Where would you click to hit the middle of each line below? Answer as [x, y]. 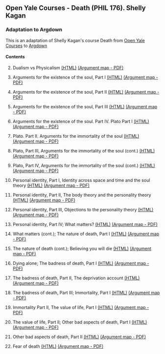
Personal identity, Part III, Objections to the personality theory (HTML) [83, 209]
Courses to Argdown [26, 46]
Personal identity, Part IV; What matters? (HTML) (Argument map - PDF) [85, 224]
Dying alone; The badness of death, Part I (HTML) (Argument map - [81, 263]
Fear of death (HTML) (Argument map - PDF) [58, 346]
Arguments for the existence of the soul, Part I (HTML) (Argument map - [85, 77]
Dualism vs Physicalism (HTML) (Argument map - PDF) [68, 68]
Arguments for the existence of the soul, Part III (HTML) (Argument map [85, 106]
